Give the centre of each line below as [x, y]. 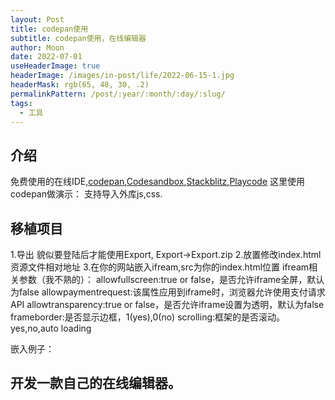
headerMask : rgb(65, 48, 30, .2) [80, 85]
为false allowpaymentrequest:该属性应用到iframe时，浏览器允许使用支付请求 [168, 292]
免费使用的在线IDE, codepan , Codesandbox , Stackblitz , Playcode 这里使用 [158, 182]
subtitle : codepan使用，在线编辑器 [78, 38]
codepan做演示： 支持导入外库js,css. [86, 194]
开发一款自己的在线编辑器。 [96, 383]
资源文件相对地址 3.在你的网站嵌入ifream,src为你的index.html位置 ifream [160, 267]
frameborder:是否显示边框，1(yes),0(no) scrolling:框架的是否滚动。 [148, 317]
